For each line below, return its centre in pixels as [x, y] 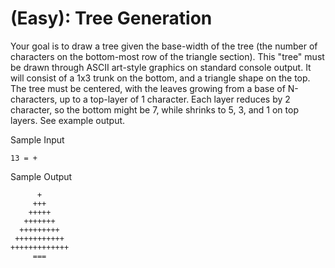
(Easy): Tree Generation [111, 18]
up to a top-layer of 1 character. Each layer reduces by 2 [175, 99]
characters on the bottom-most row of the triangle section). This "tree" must [167, 56]
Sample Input [37, 139]
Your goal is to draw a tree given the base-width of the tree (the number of [164, 46]
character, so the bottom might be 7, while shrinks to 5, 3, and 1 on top [154, 109]
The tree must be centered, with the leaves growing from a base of [148, 88]
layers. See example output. [68, 120]
